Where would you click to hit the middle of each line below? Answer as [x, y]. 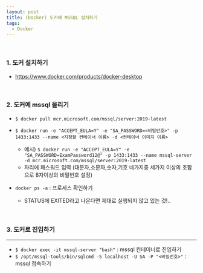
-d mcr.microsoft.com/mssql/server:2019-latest [85, 160]
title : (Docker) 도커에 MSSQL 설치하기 [52, 18]
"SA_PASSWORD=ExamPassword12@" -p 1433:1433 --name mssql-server [108, 155]
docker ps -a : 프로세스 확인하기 [54, 188]
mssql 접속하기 [33, 263]
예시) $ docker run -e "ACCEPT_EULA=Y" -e [77, 149]
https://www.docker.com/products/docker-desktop [79, 76]
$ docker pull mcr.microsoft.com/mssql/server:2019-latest [91, 119]
